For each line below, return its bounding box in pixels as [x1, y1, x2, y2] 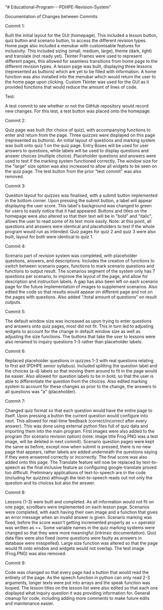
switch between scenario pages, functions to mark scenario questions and [5, 263, 154, 269]
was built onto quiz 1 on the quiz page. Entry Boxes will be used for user [5, 143, 149, 148]
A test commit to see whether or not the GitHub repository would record [5, 103, 149, 109]
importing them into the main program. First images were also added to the [5, 428, 155, 434]
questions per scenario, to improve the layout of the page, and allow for [5, 274, 148, 279]
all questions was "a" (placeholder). [5, 389, 77, 394]
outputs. [5, 299, 22, 305]
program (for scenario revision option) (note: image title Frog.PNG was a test [5, 433, 158, 439]
